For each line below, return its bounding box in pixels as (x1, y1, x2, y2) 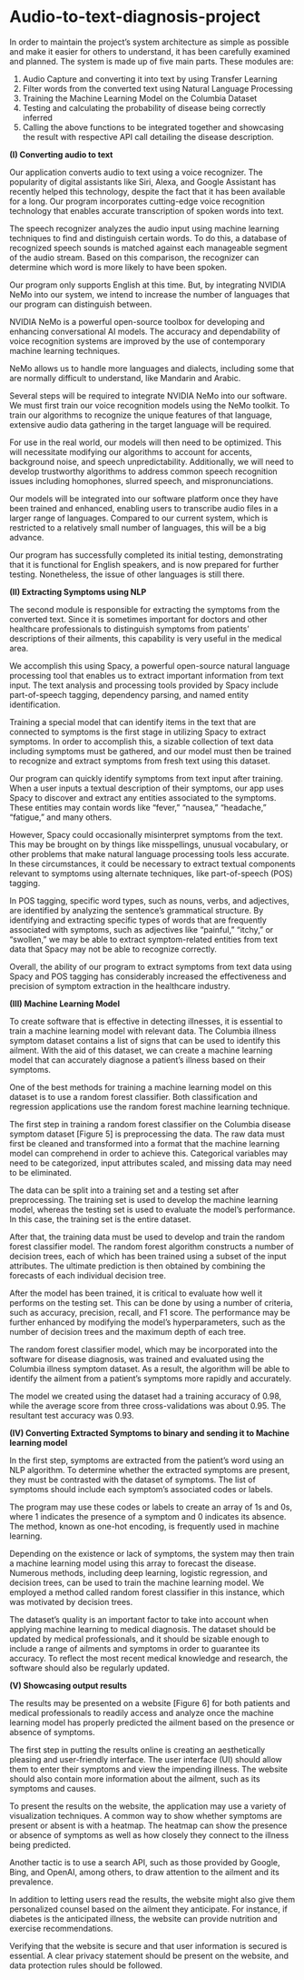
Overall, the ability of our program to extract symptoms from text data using (9, 961, 292, 972)
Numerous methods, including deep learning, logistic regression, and (9, 1567, 268, 1578)
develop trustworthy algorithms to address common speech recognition (9, 466, 279, 477)
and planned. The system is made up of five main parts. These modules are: (9, 56, 294, 66)
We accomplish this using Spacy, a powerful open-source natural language (9, 660, 290, 671)
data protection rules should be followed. (9, 1959, 163, 1971)
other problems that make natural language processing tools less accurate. (9, 848, 289, 859)
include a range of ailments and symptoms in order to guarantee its (9, 1642, 260, 1653)
